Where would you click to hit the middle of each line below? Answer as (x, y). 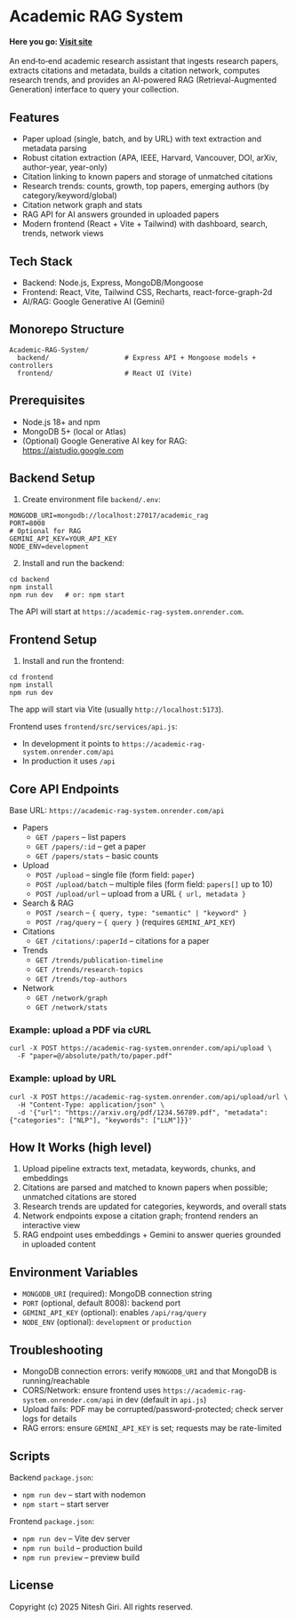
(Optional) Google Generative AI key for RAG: (104, 441)
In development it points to (71, 744)
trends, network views (63, 234)
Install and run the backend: (73, 563)
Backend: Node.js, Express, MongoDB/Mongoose (113, 283)
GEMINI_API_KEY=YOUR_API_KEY (63, 539)
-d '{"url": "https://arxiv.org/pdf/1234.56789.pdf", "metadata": (143, 1113)
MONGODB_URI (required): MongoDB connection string (117, 1294)
